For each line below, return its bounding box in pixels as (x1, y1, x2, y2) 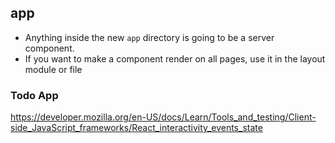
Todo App (10, 88, 59, 102)
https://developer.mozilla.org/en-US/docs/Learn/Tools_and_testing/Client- (10, 111, 317, 123)
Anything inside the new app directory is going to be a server (24, 31, 275, 43)
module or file (24, 63, 83, 75)
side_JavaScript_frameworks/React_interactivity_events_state (10, 122, 263, 134)
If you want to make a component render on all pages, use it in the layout (24, 52, 326, 65)
